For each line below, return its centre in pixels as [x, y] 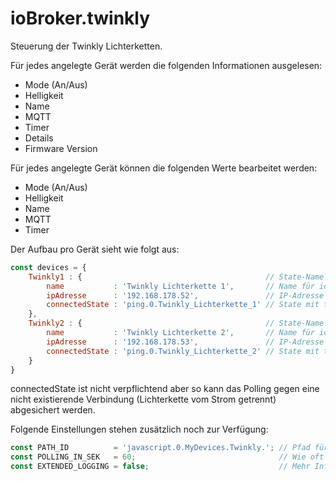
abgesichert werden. [53, 410]
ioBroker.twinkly [80, 18]
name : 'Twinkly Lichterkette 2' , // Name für [180, 333]
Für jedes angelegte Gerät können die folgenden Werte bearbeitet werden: [164, 168]
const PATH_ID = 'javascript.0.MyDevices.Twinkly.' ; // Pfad [160, 448]
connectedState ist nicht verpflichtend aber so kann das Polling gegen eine [165, 389]
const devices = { [48, 267]
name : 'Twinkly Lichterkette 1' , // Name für [180, 286]
